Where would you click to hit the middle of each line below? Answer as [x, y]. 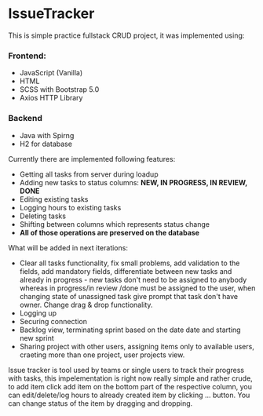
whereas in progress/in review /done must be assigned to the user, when [137, 288]
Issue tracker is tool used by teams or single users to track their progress [126, 370]
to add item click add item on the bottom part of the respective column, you [130, 386]
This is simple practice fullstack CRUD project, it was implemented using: [126, 35]
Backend [26, 119]
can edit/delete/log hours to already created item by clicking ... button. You [129, 395]
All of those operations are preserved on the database [110, 232]
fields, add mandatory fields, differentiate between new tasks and [126, 271]
